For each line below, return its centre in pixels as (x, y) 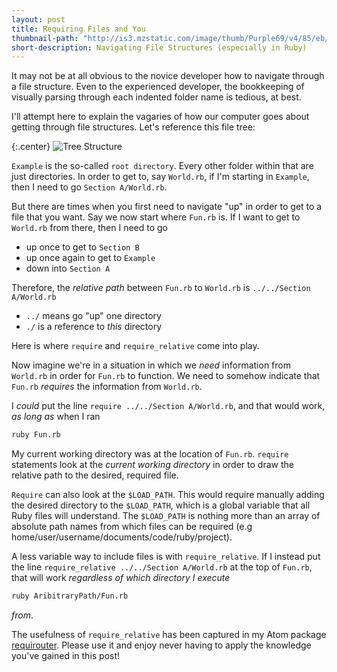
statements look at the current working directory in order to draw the (152, 465)
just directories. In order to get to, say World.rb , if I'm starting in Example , (160, 177)
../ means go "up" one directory (93, 316)
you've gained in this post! (66, 655)
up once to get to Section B (82, 247)
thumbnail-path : (45, 38)
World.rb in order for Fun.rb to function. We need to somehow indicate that (166, 376)
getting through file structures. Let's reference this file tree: (133, 127)
